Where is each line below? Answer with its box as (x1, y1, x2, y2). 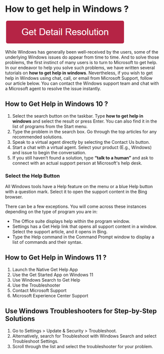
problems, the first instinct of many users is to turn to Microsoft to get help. (5, 59, 158, 65)
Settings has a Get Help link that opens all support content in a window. (12, 224, 157, 229)
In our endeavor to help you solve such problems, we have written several (5, 64, 155, 70)
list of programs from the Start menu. (12, 123, 88, 129)
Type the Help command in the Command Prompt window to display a (12, 234, 155, 240)
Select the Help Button (5, 172, 60, 179)
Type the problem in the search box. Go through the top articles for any (12, 129, 157, 134)
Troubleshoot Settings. (12, 338, 59, 344)
